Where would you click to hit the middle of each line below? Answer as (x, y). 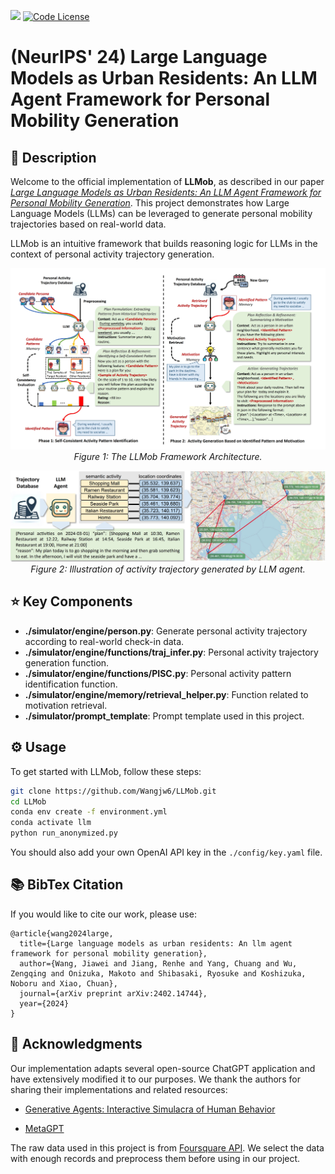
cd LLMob (28, 801)
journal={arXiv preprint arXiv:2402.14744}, (113, 993)
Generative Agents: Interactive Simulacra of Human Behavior (150, 1109)
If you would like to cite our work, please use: (103, 914)
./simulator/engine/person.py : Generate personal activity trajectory (166, 631)
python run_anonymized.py (64, 833)
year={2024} (44, 1003)
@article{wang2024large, (62, 933)
